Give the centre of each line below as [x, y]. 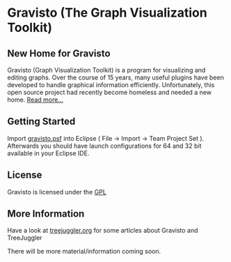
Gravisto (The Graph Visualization [107, 13]
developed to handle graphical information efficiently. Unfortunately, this [111, 85]
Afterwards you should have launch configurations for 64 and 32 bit [104, 146]
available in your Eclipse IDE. [48, 153]
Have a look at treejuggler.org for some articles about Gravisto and [103, 231]
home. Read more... [35, 100]
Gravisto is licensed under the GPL [57, 192]
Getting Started [41, 122]
